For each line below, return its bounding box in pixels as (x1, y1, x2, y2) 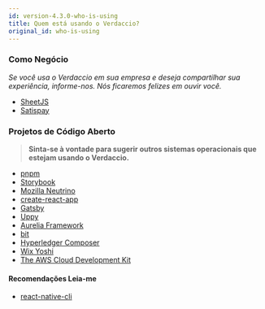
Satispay (20, 105, 50, 115)
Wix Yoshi (20, 246, 54, 256)
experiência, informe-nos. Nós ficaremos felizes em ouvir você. (8, 81, 222, 90)
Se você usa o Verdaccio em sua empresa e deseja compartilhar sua (8, 72, 241, 82)
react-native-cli (20, 292, 72, 302)
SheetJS (20, 97, 49, 107)
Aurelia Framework (20, 220, 84, 230)
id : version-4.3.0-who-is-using (8, 11, 118, 20)
